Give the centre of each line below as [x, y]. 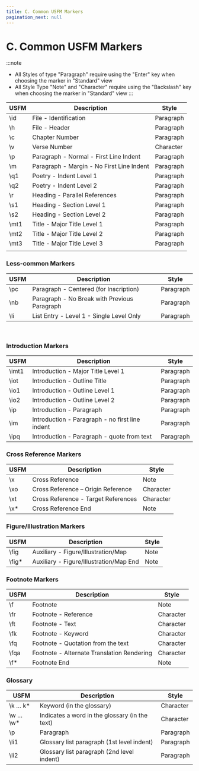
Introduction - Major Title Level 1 [78, 371]
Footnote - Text [54, 624]
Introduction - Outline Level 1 [73, 391]
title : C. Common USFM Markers [45, 12]
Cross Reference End [62, 508]
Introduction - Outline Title [69, 381]
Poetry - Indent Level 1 [65, 176]
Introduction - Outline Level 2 [73, 400]
